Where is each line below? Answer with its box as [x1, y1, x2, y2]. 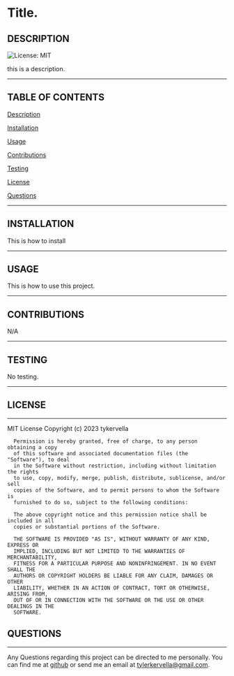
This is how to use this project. [7, 281, 95, 291]
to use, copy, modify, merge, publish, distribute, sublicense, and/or [13, 474, 226, 481]
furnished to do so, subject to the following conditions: [13, 499, 189, 506]
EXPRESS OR [7, 541, 39, 549]
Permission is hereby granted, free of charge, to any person [13, 438, 198, 445]
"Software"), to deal [7, 456, 70, 463]
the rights [7, 468, 39, 476]
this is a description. [7, 65, 65, 73]
